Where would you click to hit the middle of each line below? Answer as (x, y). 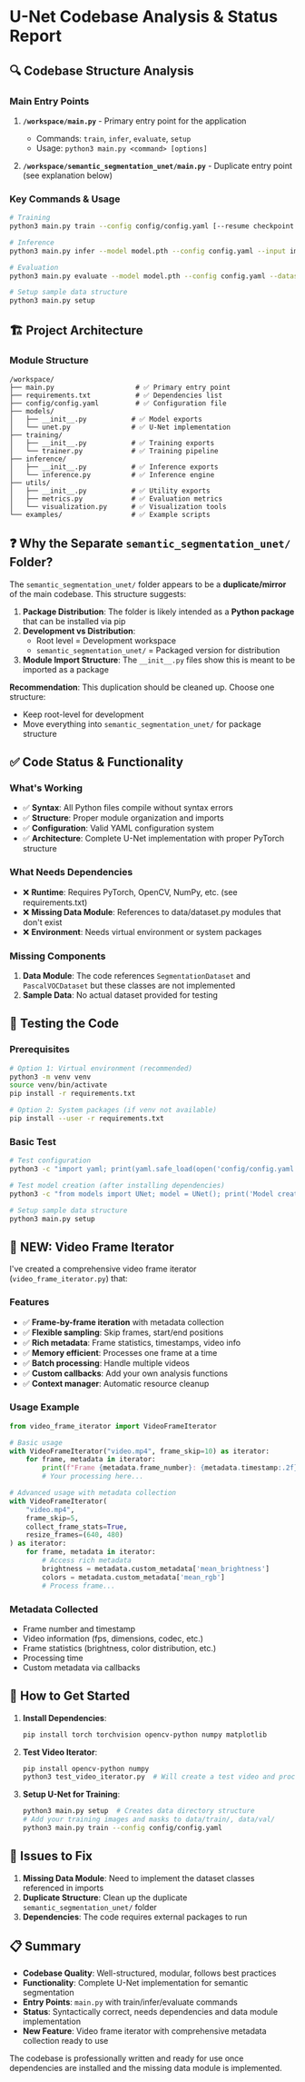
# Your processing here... (93, 1477)
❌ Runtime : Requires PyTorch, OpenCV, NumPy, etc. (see (130, 892)
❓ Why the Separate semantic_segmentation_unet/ (150, 544)
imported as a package (65, 669)
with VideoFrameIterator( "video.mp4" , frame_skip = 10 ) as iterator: (140, 1451)
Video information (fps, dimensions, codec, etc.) (113, 1639)
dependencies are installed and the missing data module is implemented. (146, 2067)
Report (35, 36)
